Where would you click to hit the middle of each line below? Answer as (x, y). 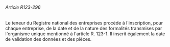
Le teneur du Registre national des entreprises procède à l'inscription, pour (84, 23)
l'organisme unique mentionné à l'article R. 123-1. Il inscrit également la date (85, 34)
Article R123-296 (23, 7)
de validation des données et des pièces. (48, 39)
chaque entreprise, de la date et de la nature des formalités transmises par (84, 29)
